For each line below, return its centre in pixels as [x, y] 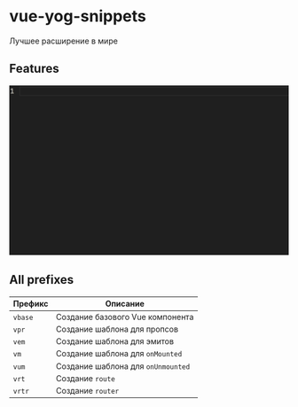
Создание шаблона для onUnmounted [123, 366]
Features [34, 69]
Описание [125, 304]
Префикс [31, 304]
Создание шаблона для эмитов [115, 341]
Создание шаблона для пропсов [118, 329]
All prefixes [42, 280]
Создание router [88, 391]
